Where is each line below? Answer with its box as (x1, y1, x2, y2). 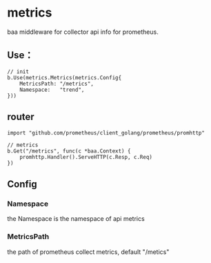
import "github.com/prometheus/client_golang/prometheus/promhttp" (7, 129, 205, 136)
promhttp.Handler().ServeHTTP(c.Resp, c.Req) (19, 153, 153, 160)
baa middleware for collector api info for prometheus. (7, 28, 159, 36)
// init (7, 68, 30, 75)
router (7, 111, 34, 123)
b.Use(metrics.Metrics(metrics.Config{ (7, 74, 122, 81)
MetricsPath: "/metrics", (19, 80, 94, 87)
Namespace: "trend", (19, 86, 85, 93)
